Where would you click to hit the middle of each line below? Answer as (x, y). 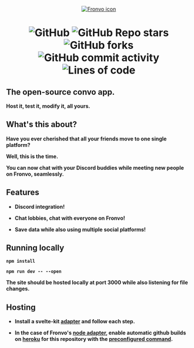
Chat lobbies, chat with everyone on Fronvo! (70, 218)
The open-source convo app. (61, 92)
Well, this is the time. (32, 156)
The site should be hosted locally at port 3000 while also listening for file (97, 283)
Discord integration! (40, 206)
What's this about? (42, 124)
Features (23, 193)
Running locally (35, 248)
